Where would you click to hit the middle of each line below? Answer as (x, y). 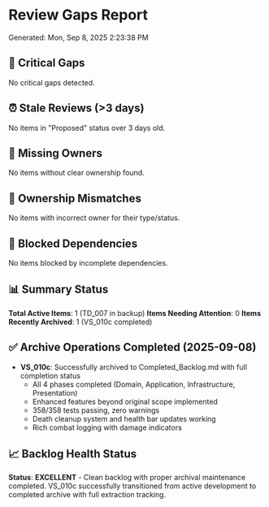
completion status (50, 375)
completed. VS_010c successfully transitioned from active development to (132, 486)
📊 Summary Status (59, 290)
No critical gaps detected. (52, 82)
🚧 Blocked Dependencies (73, 243)
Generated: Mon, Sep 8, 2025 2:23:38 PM (78, 37)
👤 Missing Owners (56, 153)
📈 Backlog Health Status (73, 454)
